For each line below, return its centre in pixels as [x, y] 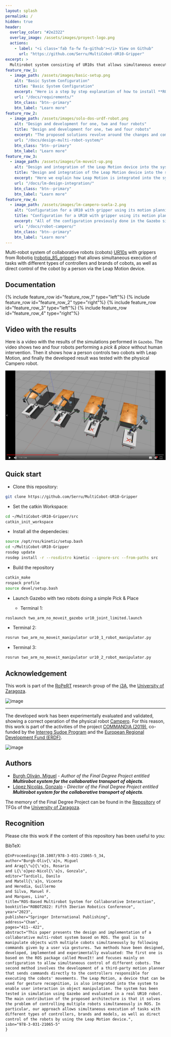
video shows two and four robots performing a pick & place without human [84, 347]
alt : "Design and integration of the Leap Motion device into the [86, 167]
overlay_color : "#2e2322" [37, 32]
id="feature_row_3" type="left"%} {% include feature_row [66, 308]
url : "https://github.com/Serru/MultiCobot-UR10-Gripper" [81, 54]
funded [13, 732]
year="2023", [19, 912]
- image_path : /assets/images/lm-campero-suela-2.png [68, 205]
